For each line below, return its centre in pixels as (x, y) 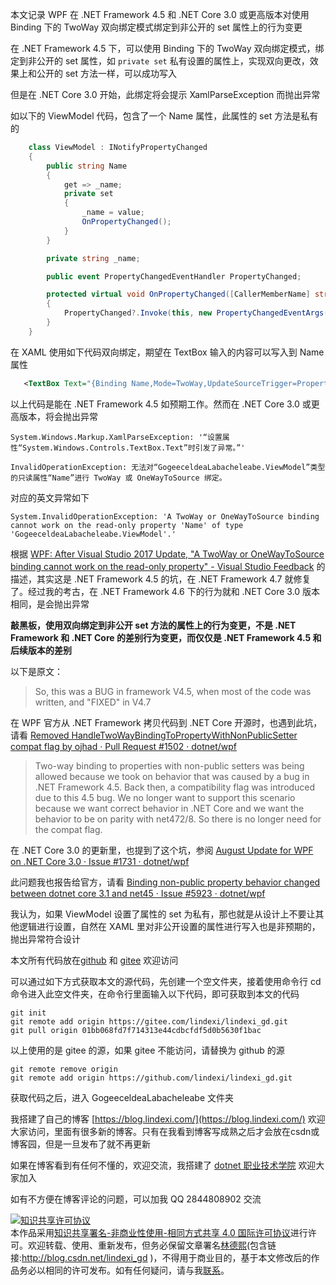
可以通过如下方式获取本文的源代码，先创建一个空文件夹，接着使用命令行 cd (166, 981)
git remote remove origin (64, 1069)
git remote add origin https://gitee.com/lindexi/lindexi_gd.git (149, 1021)
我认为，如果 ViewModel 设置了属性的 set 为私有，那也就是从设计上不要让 (163, 914)
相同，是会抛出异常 (50, 604)
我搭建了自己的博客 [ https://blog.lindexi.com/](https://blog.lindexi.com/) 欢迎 (168, 1119)
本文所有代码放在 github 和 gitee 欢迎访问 (94, 960)
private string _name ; (93, 258)
